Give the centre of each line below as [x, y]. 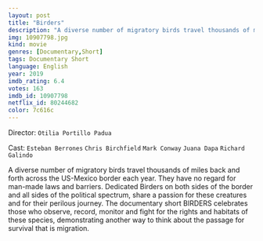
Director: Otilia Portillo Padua [60, 133]
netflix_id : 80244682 [43, 103]
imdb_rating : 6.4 [36, 81]
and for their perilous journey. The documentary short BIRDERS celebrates [128, 203]
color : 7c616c [31, 111]
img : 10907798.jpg [38, 37]
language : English [38, 67]
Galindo [21, 155]
